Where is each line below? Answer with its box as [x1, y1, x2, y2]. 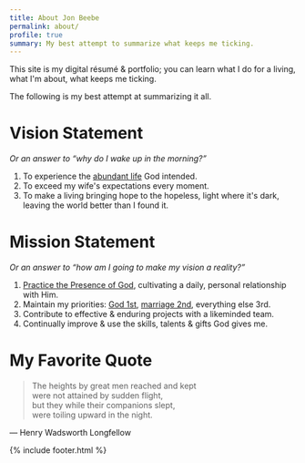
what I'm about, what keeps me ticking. [9, 74, 157, 85]
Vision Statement [9, 123, 144, 144]
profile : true [9, 30, 64, 39]
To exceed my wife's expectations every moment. [22, 180, 209, 191]
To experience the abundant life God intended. [22, 170, 198, 182]
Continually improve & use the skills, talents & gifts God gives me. [22, 318, 269, 329]
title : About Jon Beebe [9, 13, 100, 23]
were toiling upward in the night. [31, 409, 153, 420]
